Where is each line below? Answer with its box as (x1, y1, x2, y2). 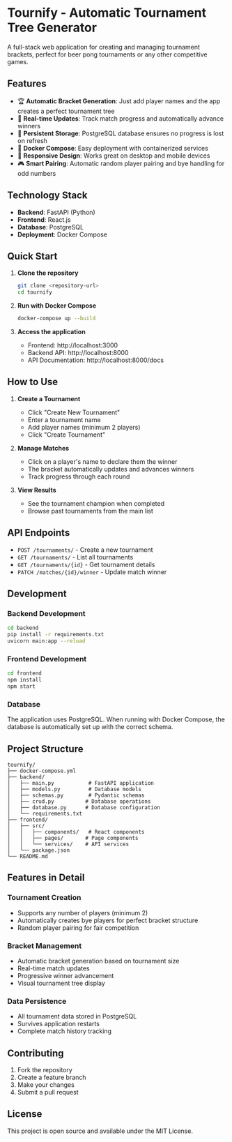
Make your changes (17, 1081, 75, 1089)
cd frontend (7, 670, 42, 677)
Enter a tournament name (27, 415, 101, 423)
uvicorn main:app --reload (7, 638, 86, 645)
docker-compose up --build (17, 315, 96, 322)
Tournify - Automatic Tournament (7, 5, 207, 21)
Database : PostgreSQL (17, 223, 84, 231)
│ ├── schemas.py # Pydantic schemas (7, 792, 145, 799)
